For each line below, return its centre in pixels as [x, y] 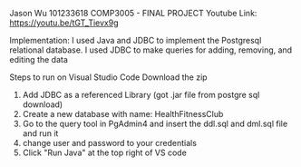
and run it [40, 133]
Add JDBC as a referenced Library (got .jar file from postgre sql [141, 95]
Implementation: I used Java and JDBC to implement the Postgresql [136, 40]
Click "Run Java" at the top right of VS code [105, 152]
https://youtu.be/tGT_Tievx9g [64, 23]
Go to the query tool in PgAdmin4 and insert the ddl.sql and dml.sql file [155, 123]
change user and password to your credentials [110, 143]
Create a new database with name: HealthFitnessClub [123, 114]
